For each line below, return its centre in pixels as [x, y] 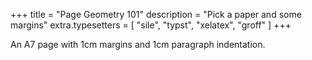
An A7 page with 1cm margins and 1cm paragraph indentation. [138, 44]
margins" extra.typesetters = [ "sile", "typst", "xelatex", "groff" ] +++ [151, 25]
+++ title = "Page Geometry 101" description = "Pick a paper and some [156, 14]
